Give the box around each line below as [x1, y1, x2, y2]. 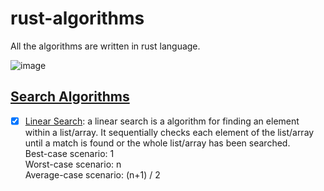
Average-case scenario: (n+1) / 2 [24, 168, 161, 181]
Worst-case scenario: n [24, 158, 122, 170]
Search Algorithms [10, 88, 130, 106]
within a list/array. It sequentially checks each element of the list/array [24, 126, 315, 138]
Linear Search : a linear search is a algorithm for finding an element [24, 115, 300, 127]
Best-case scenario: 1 [24, 147, 115, 159]
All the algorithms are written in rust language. [10, 40, 201, 52]
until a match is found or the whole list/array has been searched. [24, 137, 291, 149]
